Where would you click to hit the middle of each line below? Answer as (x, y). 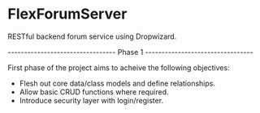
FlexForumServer (67, 14)
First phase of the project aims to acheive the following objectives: (119, 67)
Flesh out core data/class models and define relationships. (117, 83)
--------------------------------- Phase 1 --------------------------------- (130, 52)
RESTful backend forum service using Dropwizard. (92, 36)
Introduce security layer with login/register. (91, 100)
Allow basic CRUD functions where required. (94, 92)
